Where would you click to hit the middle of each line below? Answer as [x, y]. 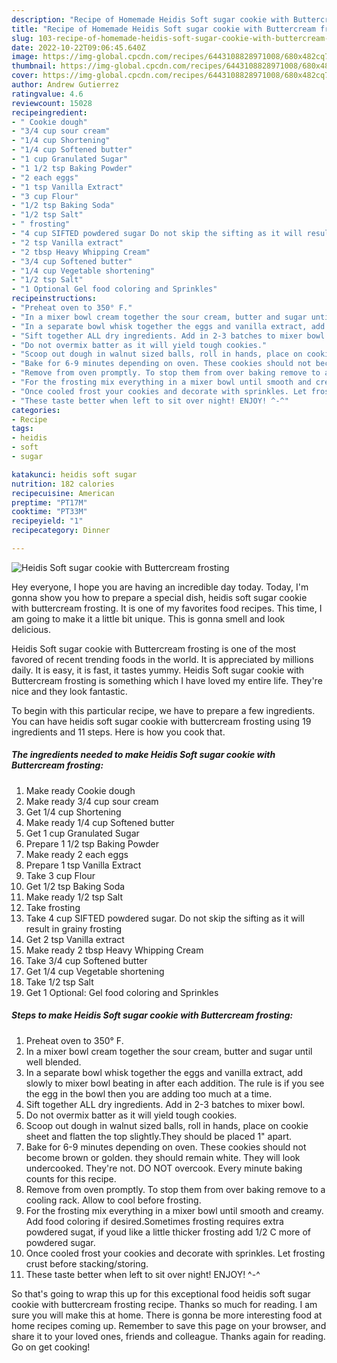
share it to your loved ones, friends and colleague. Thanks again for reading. [168, 1336]
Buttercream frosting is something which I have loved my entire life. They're [167, 680]
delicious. [31, 629]
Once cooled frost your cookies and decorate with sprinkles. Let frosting [175, 1253]
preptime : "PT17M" [49, 502]
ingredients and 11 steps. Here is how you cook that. [118, 732]
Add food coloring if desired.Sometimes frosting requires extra [154, 1221]
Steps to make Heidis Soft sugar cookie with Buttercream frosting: [152, 1015]
